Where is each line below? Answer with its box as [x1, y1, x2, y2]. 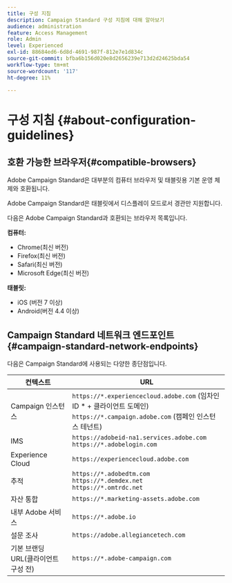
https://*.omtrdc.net [72, 484, 144, 492]
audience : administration [7, 23, 81, 30]
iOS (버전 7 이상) [17, 298, 64, 307]
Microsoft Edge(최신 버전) [17, 269, 90, 277]
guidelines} [7, 127, 75, 143]
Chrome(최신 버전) [17, 243, 69, 252]
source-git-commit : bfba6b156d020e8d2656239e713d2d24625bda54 [7, 55, 190, 62]
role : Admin [7, 36, 41, 43]
